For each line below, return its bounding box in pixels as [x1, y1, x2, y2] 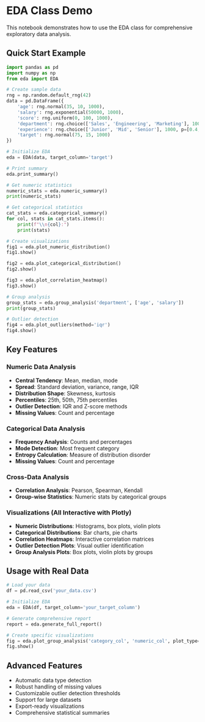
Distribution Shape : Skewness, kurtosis [15, 389, 116, 397]
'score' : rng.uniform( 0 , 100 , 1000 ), [17, 115, 113, 121]
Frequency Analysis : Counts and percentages [15, 438, 132, 446]
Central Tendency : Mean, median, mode [15, 377, 118, 384]
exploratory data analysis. [6, 30, 71, 37]
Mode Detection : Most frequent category [15, 444, 120, 452]
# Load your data [6, 582, 51, 588]
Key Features [6, 344, 58, 355]
